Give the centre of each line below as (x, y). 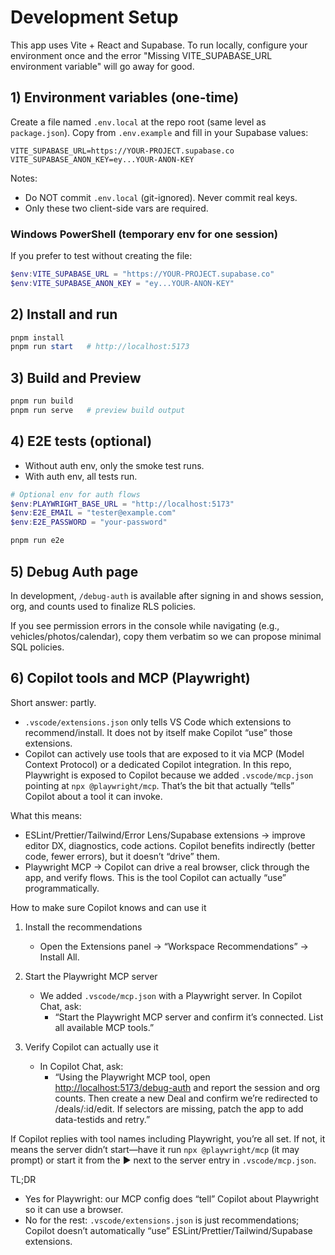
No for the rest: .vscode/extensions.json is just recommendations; (162, 1220)
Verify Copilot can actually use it (91, 1047)
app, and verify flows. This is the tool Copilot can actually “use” (155, 877)
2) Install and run (64, 314)
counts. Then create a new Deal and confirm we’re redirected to (186, 1098)
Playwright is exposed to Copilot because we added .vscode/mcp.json (169, 775)
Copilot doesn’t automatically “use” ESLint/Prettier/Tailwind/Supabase (168, 1230)
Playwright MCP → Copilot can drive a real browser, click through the (167, 867)
